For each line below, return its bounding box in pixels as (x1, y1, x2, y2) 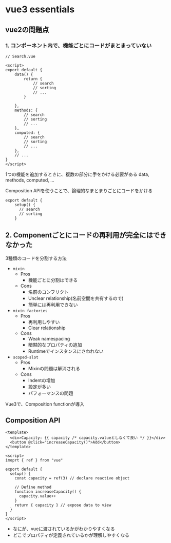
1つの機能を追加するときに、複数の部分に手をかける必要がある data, (5, 171, 150, 177)
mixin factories (12, 308, 48, 313)
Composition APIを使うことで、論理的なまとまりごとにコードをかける (5, 187, 153, 193)
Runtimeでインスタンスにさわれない (28, 348, 104, 354)
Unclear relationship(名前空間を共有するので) (28, 295, 124, 301)
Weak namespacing (28, 335, 70, 341)
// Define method (14, 485, 52, 490)
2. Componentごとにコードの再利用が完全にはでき (5, 231, 167, 239)
